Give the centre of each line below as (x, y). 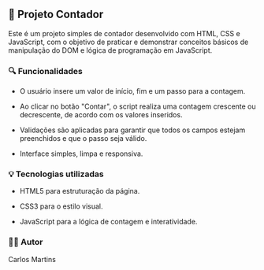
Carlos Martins (32, 259)
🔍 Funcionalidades (45, 71)
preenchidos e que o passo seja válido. (83, 139)
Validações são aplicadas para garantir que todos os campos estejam (132, 130)
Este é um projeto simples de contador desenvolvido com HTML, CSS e (124, 33)
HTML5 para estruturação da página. (80, 191)
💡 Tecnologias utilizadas (56, 174)
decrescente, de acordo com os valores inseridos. (101, 115)
